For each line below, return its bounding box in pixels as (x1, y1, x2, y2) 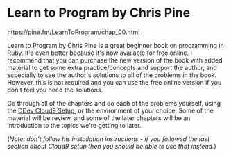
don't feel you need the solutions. (7, 85, 103, 94)
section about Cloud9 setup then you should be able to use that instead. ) (7, 142, 216, 150)
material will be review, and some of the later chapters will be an (7, 113, 191, 122)
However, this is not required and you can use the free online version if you (7, 78, 222, 86)
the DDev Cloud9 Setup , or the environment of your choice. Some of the (7, 106, 214, 115)
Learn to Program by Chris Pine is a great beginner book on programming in (7, 41, 224, 49)
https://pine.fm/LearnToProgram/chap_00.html (7, 28, 140, 36)
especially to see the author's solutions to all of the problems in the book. (7, 71, 217, 79)
